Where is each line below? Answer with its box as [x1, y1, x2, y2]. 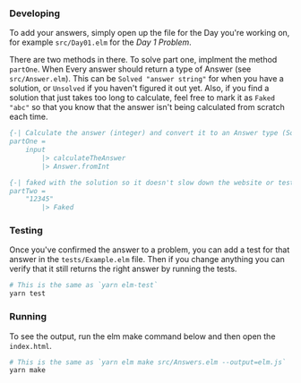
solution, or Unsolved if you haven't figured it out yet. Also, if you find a [9, 83, 270, 94]
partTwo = [9, 186, 47, 195]
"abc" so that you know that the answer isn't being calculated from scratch [9, 102, 285, 113]
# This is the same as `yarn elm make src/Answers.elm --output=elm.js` [9, 357, 287, 367]
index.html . [9, 340, 52, 351]
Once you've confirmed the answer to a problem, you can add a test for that [9, 244, 290, 255]
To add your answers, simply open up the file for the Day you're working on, [9, 28, 290, 38]
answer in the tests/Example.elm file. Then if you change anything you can [9, 254, 285, 265]
